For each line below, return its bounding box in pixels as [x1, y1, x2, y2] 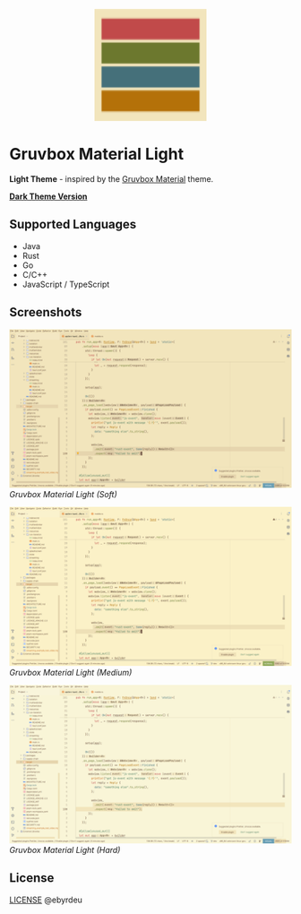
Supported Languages [9, 217, 137, 232]
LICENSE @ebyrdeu [9, 894, 83, 905]
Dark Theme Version [9, 191, 88, 202]
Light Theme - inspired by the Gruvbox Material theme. [9, 173, 214, 184]
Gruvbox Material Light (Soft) [9, 489, 118, 500]
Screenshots [9, 305, 82, 320]
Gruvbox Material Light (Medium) [9, 667, 133, 677]
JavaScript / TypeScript [21, 279, 110, 289]
